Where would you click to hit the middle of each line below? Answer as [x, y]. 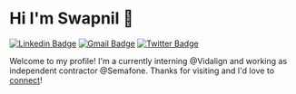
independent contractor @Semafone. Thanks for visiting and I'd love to [142, 70]
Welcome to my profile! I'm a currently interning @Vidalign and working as [148, 61]
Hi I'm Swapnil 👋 [72, 19]
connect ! [26, 80]
